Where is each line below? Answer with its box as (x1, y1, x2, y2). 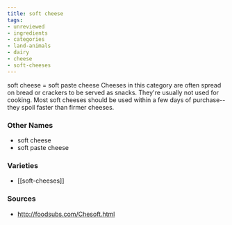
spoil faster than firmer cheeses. (21, 103, 115, 111)
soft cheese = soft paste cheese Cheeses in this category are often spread (7, 81, 222, 89)
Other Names (7, 120, 53, 130)
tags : (7, 17, 23, 24)
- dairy (7, 49, 30, 56)
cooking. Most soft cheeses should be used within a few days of (7, 95, 192, 104)
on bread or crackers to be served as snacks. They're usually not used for (7, 88, 219, 97)
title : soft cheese (7, 10, 64, 17)
